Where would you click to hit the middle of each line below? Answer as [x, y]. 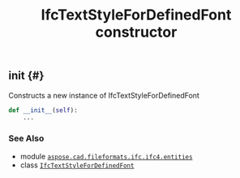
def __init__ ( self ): [43, 110]
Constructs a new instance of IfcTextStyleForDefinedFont [104, 95]
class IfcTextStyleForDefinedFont [77, 165]
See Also [26, 138]
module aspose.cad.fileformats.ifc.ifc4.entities [106, 156]
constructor [136, 32]
